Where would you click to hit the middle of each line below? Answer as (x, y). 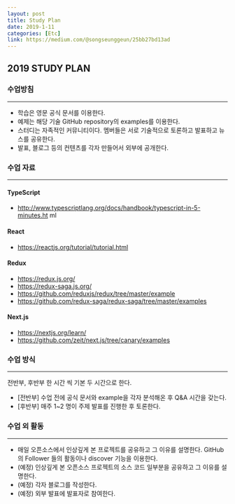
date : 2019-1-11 (31, 27)
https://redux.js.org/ (46, 278)
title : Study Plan (34, 20)
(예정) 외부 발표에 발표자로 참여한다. (66, 493)
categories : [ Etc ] (34, 33)
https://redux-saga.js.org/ (55, 286)
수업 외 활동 (26, 426)
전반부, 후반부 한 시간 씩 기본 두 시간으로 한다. (70, 383)
